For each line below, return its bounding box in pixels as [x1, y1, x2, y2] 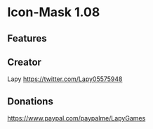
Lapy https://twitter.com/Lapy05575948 [7, 75, 123, 83]
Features [7, 32, 47, 44]
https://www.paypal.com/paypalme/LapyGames [7, 114, 146, 123]
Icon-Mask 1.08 [7, 4, 100, 20]
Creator [7, 56, 42, 68]
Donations [7, 95, 54, 107]
